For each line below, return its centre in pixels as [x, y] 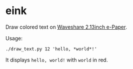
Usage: [14, 38]
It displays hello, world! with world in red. [57, 60]
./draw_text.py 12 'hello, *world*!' [51, 49]
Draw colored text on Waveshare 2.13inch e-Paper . [66, 27]
